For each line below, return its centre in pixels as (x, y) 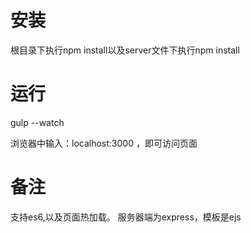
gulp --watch (37, 122)
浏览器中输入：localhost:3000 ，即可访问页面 (104, 143)
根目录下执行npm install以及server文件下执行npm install (125, 50)
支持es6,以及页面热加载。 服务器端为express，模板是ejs (126, 217)
